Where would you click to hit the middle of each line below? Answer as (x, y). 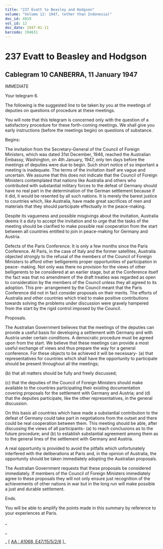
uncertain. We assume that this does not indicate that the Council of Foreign (81, 175)
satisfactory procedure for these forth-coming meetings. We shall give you (80, 125)
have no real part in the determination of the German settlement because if (80, 191)
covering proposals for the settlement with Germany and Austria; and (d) (78, 393)
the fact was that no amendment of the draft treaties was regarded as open (80, 277)
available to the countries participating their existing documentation (73, 388)
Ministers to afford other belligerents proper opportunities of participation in (81, 262)
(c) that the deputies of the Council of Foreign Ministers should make (74, 383)
